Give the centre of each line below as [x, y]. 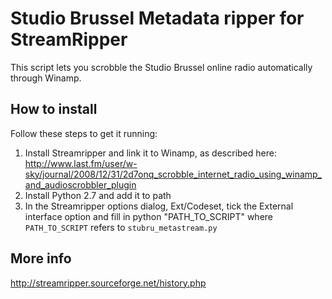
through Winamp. [46, 78]
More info [41, 258]
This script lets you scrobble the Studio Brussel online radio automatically [161, 67]
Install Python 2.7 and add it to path [98, 195]
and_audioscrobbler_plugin [80, 184]
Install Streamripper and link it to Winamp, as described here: [150, 153]
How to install [54, 109]
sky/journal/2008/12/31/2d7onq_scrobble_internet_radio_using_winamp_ [173, 174]
